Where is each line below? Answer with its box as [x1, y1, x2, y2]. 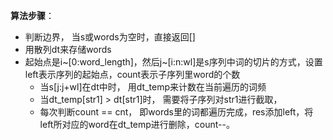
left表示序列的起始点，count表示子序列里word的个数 [24, 69, 241, 80]
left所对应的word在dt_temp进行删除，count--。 [39, 119, 235, 130]
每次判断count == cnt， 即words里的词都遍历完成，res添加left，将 [39, 106, 314, 118]
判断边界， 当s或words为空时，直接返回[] [24, 31, 196, 43]
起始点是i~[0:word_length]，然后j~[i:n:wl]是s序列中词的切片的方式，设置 [24, 56, 323, 68]
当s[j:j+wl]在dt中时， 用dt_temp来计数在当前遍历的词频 [39, 81, 267, 93]
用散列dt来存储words [24, 44, 112, 55]
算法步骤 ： [10, 10, 55, 21]
